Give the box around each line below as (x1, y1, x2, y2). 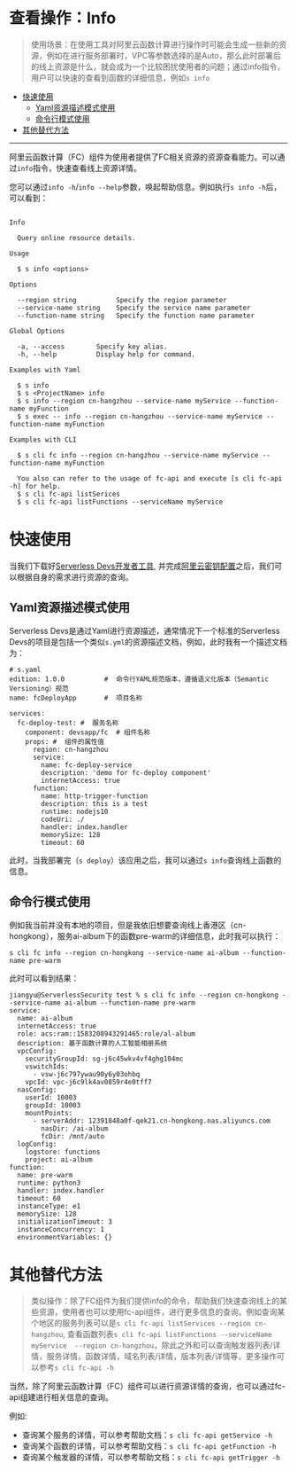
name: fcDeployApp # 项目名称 (9, 693, 143, 702)
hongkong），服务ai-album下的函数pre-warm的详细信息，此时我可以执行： (9, 930, 281, 941)
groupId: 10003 (25, 1100, 81, 1109)
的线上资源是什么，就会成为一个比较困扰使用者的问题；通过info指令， (30, 61, 286, 72)
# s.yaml (9, 665, 42, 674)
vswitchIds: (25, 1061, 69, 1071)
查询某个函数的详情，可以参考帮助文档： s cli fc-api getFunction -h (21, 1441, 277, 1451)
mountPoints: (25, 1108, 73, 1117)
